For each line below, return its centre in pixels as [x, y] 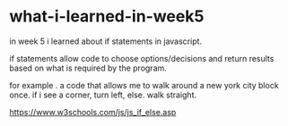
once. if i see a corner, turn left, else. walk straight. [103, 95]
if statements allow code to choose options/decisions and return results [142, 58]
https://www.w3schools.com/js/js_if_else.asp [93, 112]
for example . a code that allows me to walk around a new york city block [144, 85]
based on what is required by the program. [88, 68]
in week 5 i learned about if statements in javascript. [106, 41]
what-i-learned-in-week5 [107, 17]
